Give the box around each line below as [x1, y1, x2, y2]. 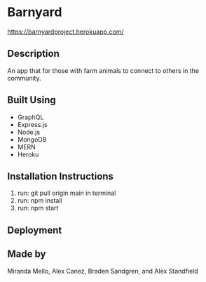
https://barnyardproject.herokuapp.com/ [7, 27, 124, 36]
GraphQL [17, 113, 44, 121]
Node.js [17, 128, 41, 136]
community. [7, 74, 41, 82]
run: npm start [17, 204, 59, 213]
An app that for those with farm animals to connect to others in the [7, 66, 200, 74]
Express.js [17, 120, 48, 128]
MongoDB [17, 135, 47, 144]
